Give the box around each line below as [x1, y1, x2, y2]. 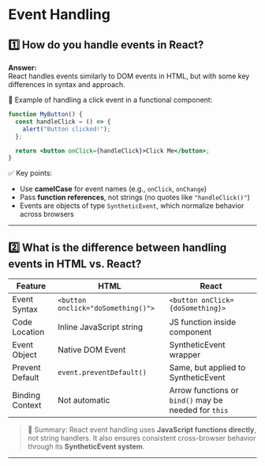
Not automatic [58, 395, 110, 406]
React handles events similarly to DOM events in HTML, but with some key [8, 71, 250, 81]
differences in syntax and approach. [8, 80, 126, 89]
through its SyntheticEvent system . [27, 441, 145, 452]
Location [12, 327, 45, 338]
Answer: [8, 63, 37, 72]
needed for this [169, 405, 229, 416]
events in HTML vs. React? [8, 257, 142, 271]
